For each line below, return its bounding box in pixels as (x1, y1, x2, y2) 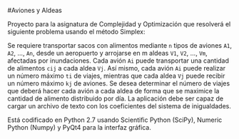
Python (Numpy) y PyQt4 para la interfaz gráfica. (7, 123, 151, 131)
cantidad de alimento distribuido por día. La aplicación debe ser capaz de (7, 94, 223, 103)
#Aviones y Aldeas (7, 6, 62, 14)
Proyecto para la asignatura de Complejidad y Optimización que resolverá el (7, 20, 231, 28)
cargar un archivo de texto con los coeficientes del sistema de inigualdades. (7, 102, 232, 110)
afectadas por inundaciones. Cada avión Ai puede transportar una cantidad (7, 56, 230, 65)
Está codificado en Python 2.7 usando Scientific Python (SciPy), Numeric (7, 115, 223, 124)
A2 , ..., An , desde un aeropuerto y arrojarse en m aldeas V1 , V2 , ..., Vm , (7, 49, 208, 57)
